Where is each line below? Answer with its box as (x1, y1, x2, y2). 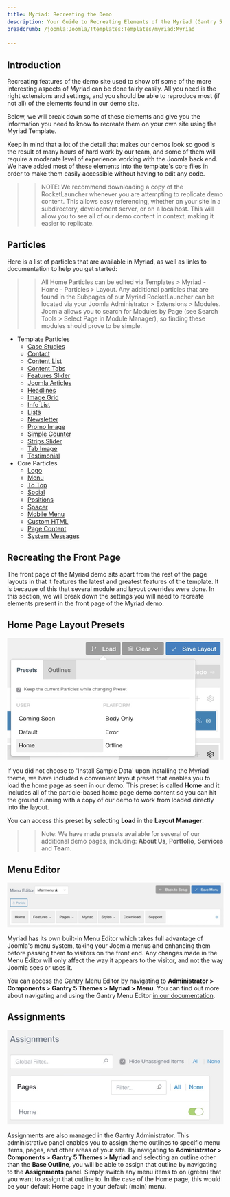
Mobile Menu (27, 510, 65, 518)
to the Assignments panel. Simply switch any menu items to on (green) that (7, 1167, 222, 1176)
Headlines (27, 386, 56, 394)
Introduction (7, 59, 62, 71)
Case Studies (27, 342, 65, 350)
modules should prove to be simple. (41, 321, 143, 329)
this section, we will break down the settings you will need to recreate (7, 592, 205, 600)
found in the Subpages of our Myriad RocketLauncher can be (41, 292, 215, 301)
